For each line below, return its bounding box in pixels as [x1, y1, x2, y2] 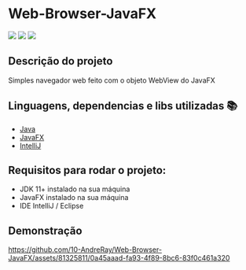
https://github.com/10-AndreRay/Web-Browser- [8, 245, 163, 254]
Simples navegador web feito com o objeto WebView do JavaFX [8, 76, 216, 85]
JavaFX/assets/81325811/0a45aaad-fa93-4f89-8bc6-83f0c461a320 [8, 253, 230, 263]
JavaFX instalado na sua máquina [19, 193, 129, 202]
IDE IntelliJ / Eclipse [19, 202, 84, 211]
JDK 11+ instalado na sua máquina [19, 184, 130, 194]
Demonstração [8, 224, 83, 237]
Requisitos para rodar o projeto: [8, 163, 167, 177]
